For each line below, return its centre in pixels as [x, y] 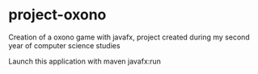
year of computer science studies [64, 45]
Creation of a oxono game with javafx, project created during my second [129, 37]
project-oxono [57, 15]
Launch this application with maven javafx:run [85, 61]
